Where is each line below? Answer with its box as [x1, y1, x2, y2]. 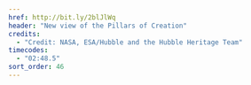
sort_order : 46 [8, 63, 65, 72]
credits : [8, 29, 41, 38]
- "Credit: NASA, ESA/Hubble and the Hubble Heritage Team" [16, 37, 243, 47]
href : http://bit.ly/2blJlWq [8, 12, 116, 22]
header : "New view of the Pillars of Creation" [8, 21, 188, 30]
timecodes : [8, 46, 49, 55]
